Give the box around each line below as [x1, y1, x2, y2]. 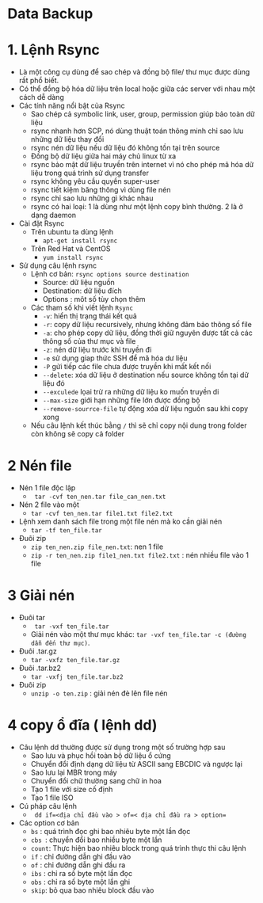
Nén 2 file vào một [18, 500, 80, 509]
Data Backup [7, 5, 93, 23]
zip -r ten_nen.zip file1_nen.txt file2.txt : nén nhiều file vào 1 [30, 551, 249, 560]
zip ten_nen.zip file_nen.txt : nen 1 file [30, 542, 164, 551]
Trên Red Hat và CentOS [30, 244, 112, 253]
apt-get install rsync [42, 237, 118, 246]
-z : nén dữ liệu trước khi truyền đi [42, 345, 152, 355]
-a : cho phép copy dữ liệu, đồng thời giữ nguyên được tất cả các [42, 328, 253, 337]
